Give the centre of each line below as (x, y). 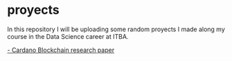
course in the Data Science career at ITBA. (68, 36)
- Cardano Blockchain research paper (61, 50)
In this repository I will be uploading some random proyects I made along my (116, 29)
